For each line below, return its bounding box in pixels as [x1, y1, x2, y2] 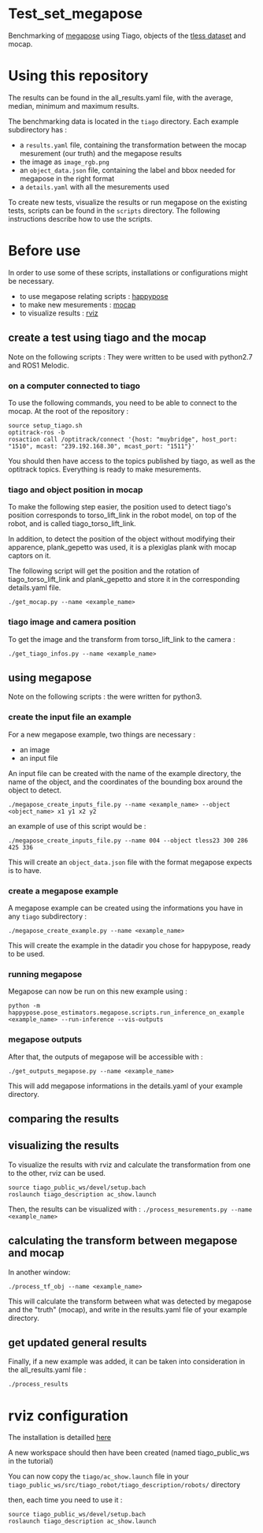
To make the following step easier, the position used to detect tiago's [8, 502, 232, 512]
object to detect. [8, 785, 61, 795]
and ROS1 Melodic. [8, 360, 69, 370]
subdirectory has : [8, 125, 68, 134]
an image [19, 744, 50, 754]
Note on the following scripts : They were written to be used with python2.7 [8, 352, 254, 361]
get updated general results [8, 1336, 147, 1349]
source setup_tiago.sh [8, 421, 83, 430]
